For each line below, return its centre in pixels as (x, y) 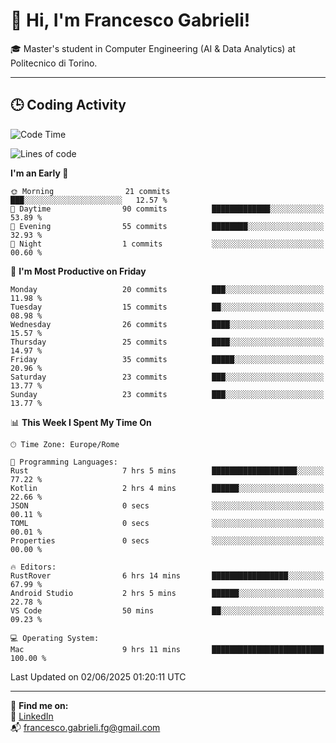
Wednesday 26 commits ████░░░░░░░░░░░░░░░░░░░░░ (167, 324)
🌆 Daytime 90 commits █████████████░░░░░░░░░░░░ (167, 209)
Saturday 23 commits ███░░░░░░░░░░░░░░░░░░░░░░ (167, 377)
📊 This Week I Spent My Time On (81, 422)
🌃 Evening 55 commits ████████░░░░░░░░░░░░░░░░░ (167, 226)
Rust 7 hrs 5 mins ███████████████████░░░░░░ (167, 470)
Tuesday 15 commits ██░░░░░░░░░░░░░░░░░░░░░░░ (167, 307)
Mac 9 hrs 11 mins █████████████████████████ (167, 649)
